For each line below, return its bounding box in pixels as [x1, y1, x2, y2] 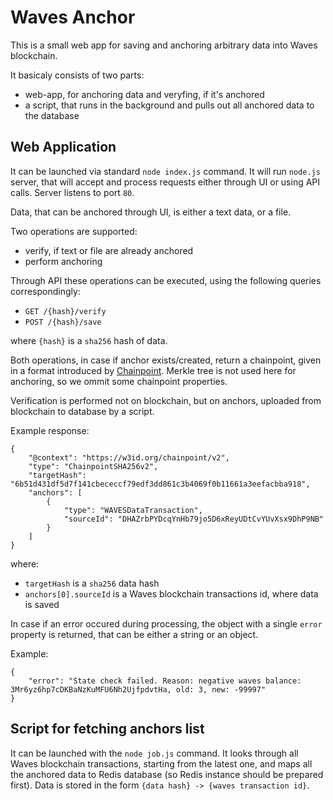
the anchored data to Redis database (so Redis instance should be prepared [10, 768, 324, 780]
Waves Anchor [10, 6, 136, 29]
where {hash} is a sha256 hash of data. [10, 334, 168, 346]
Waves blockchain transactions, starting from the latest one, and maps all [10, 757, 313, 770]
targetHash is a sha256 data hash [24, 577, 160, 589]
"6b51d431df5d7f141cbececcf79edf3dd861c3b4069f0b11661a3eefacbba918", [10, 479, 311, 489]
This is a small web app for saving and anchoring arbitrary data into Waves [10, 39, 318, 51]
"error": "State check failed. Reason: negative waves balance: [28, 676, 302, 686]
